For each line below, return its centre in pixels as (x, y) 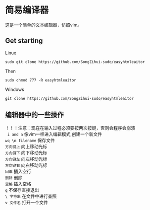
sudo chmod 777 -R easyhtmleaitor (41, 80)
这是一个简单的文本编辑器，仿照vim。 (44, 25)
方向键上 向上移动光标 (26, 146)
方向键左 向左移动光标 (26, 159)
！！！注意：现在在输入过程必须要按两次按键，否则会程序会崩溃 (70, 128)
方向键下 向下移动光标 (26, 152)
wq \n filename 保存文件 (30, 140)
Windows (15, 89)
